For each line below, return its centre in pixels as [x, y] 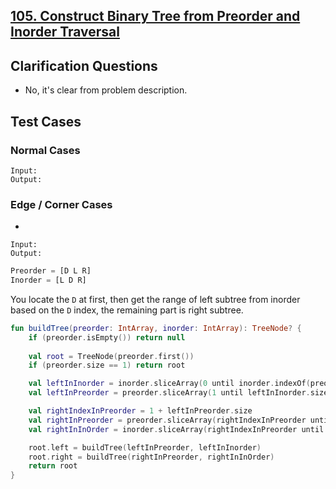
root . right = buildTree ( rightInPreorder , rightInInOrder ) [151, 457]
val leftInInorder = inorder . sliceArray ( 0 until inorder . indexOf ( [169, 384]
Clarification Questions [84, 65]
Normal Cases [45, 150]
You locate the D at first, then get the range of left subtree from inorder [155, 299]
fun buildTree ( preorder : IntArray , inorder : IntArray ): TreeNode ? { [156, 328]
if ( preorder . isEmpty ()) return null [107, 337]
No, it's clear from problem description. [106, 90]
